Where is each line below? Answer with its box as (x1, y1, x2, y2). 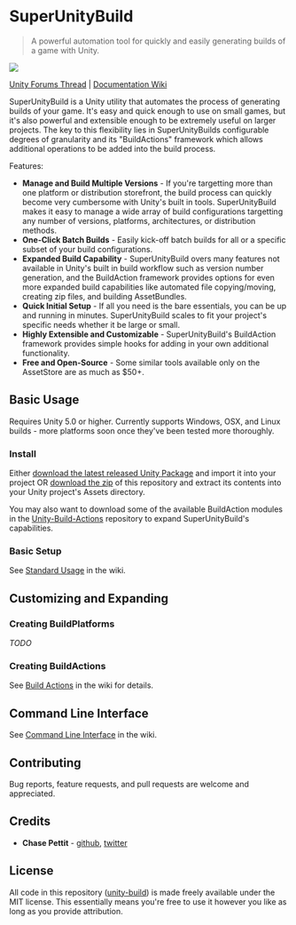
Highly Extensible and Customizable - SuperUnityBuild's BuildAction (21, 329, 277, 339)
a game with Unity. (30, 44, 100, 55)
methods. (21, 225, 58, 235)
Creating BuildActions (9, 659, 106, 672)
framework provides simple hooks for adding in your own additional (21, 338, 269, 348)
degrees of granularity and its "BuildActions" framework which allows (9, 133, 263, 144)
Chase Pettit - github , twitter (21, 837, 128, 848)
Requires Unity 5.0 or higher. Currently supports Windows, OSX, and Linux (9, 416, 281, 427)
